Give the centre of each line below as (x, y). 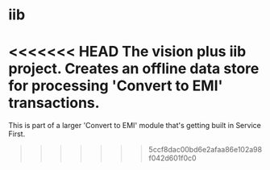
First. (17, 134)
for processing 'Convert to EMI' (116, 86)
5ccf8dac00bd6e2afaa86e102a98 (206, 150)
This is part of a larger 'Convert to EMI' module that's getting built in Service (135, 126)
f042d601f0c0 (172, 158)
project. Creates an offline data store (134, 69)
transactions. (54, 103)
